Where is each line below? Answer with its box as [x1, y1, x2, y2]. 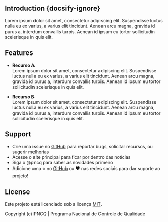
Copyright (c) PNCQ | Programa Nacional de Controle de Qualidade [5, 211, 146, 217]
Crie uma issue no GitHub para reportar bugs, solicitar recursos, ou [12, 144, 153, 150]
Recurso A [12, 62, 35, 68]
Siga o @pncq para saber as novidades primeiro [12, 160, 113, 166]
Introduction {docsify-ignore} [5, 4, 101, 13]
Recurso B [12, 94, 35, 100]
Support [5, 130, 31, 139]
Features [5, 48, 33, 58]
